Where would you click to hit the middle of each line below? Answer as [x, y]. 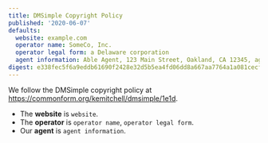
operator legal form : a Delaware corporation [93, 52]
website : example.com [51, 38]
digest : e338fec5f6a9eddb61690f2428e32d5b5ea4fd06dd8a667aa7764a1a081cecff [137, 68]
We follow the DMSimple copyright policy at [80, 90]
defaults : [25, 30]
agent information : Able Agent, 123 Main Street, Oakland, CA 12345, [133, 60]
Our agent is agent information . [73, 130]
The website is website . [59, 114]
